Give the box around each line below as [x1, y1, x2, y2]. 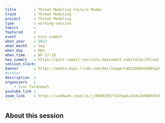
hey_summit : [5, 57, 36, 62]
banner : [5, 66, 36, 71]
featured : [5, 30, 36, 35]
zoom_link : [5, 93, 36, 98]
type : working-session [5, 20, 71, 26]
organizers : [5, 80, 36, 84]
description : [5, 75, 36, 80]
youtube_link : [5, 89, 36, 94]
